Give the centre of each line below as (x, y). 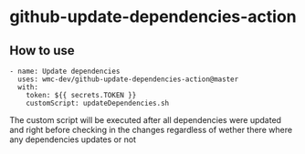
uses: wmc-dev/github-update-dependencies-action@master (128, 79)
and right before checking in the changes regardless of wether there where (151, 130)
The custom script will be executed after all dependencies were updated (145, 120)
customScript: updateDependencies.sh (98, 103)
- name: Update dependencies (65, 71)
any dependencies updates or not (73, 139)
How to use (42, 51)
